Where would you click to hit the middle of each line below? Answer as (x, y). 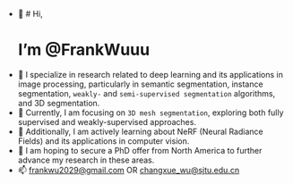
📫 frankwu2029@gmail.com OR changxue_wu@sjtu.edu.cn (129, 170)
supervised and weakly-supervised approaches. (107, 121)
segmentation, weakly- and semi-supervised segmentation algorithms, (146, 93)
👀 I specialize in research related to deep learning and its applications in (151, 74)
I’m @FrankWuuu (84, 50)
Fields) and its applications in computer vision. (103, 141)
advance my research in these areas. (86, 160)
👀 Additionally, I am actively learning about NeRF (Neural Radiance (140, 131)
